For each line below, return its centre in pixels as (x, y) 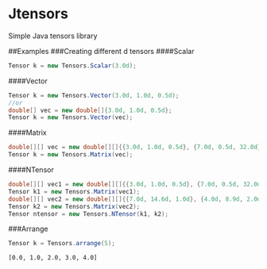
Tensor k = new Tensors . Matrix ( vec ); (71, 155)
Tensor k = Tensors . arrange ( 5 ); (62, 244)
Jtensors (39, 14)
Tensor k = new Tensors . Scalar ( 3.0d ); (72, 65)
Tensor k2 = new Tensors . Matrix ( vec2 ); (74, 206)
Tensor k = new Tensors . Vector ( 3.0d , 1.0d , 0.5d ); (94, 95)
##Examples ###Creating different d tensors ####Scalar (101, 51)
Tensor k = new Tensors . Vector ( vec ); (71, 117)
